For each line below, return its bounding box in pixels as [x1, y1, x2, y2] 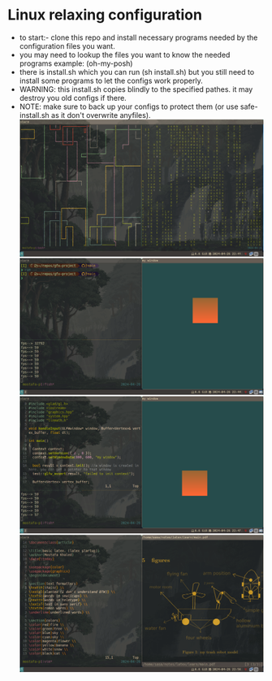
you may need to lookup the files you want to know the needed [19, 50, 231, 59]
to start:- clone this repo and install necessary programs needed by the [19, 33, 258, 42]
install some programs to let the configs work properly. [19, 76, 204, 85]
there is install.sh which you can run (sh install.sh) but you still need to [19, 67, 255, 76]
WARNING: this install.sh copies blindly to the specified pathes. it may [19, 84, 253, 94]
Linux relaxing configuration [7, 6, 202, 24]
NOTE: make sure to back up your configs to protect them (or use [19, 102, 239, 111]
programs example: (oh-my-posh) [19, 59, 133, 68]
